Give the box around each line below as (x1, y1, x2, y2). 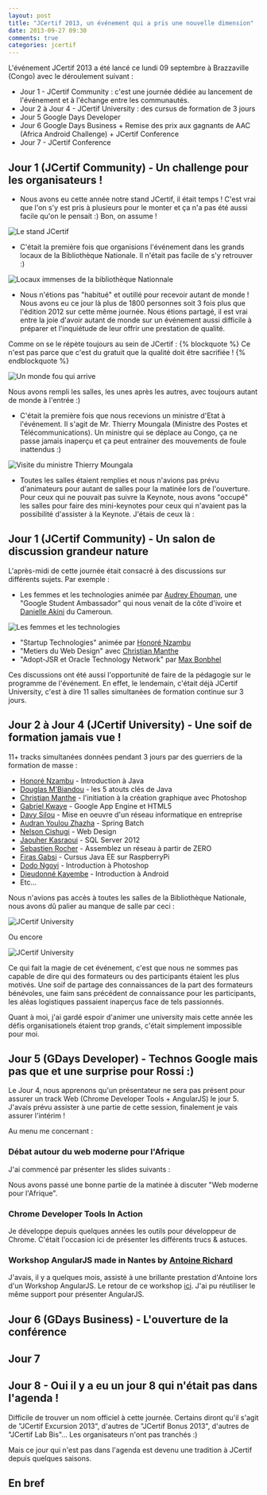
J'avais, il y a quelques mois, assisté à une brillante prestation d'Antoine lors (8, 1273, 257, 1282)
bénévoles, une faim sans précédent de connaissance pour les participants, (8, 988, 257, 997)
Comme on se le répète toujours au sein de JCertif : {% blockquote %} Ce (8, 339, 251, 349)
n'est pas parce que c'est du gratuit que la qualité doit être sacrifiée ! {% (8, 347, 246, 357)
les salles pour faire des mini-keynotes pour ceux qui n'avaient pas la (19, 501, 247, 510)
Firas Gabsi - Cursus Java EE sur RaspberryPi (19, 852, 170, 861)
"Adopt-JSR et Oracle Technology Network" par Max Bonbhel (19, 654, 222, 664)
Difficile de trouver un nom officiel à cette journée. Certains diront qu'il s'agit (8, 1412, 259, 1422)
